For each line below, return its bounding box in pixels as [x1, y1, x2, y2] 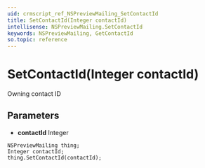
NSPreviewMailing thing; [7, 141, 80, 149]
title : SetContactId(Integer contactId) [7, 17, 128, 24]
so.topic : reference [7, 36, 68, 43]
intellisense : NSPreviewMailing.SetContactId [7, 23, 143, 30]
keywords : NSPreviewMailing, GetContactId [7, 29, 133, 37]
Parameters [7, 110, 60, 122]
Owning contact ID [7, 90, 62, 98]
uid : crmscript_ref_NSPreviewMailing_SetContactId [7, 10, 159, 17]
